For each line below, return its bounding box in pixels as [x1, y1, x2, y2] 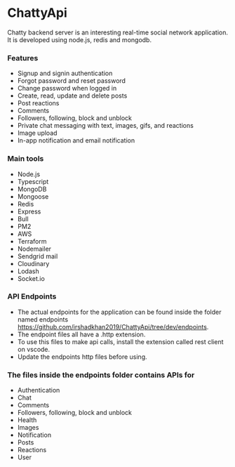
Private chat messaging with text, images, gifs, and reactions [17, 121, 194, 130]
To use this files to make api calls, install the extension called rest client [17, 337, 224, 346]
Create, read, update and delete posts [17, 91, 128, 100]
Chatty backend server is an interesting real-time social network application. [7, 28, 229, 37]
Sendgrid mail [17, 251, 58, 261]
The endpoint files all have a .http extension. [17, 330, 146, 338]
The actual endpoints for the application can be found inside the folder [17, 308, 222, 316]
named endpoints [17, 315, 69, 324]
